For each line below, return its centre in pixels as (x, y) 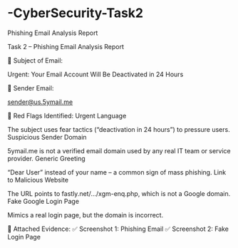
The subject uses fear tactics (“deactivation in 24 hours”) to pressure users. (119, 129)
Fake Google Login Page (43, 201)
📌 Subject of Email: (35, 60)
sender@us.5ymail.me (40, 102)
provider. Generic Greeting (46, 158)
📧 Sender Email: (31, 88)
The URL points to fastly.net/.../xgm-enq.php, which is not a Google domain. (119, 193)
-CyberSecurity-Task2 (76, 13)
